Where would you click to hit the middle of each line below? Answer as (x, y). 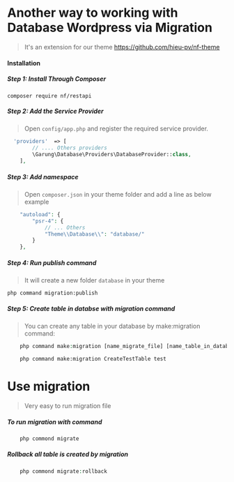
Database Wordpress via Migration (110, 28)
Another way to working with (93, 13)
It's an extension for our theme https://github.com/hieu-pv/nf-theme (122, 47)
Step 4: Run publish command (52, 262)
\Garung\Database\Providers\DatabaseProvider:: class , (112, 155)
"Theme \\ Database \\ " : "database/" (94, 234)
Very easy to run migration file (68, 405)
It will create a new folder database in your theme (94, 280)
